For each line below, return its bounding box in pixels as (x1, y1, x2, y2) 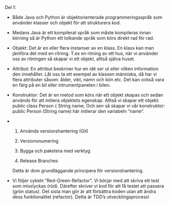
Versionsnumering (19, 138, 59, 144)
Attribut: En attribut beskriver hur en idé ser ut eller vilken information (12, 66, 159, 72)
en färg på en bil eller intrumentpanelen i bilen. (12, 82, 111, 88)
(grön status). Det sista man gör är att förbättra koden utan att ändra (12, 189, 157, 194)
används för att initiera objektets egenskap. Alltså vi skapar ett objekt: (12, 97, 160, 103)
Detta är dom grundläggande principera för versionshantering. (12, 168, 144, 173)
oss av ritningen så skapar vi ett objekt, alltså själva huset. (12, 56, 135, 62)
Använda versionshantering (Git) (19, 128, 89, 134)
